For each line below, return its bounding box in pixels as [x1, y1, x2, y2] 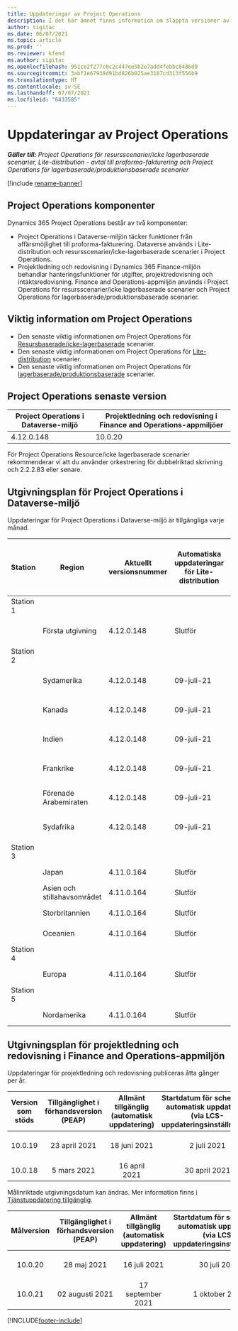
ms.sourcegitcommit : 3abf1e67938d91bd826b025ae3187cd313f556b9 [7, 70, 198, 77]
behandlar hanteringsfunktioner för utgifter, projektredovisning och [17, 270, 213, 278]
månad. [7, 523, 30, 532]
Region [59, 562, 85, 572]
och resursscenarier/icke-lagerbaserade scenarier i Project [52, 247, 225, 256]
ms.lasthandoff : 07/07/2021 [7, 89, 91, 97]
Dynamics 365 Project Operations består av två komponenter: [7, 218, 188, 227]
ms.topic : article [7, 37, 62, 44]
